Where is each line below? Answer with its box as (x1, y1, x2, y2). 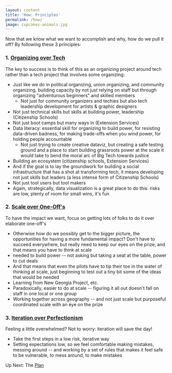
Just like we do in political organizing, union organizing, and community (12, 81, 164, 87)
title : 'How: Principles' (5, 12, 61, 17)
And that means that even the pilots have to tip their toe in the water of (12, 263, 162, 269)
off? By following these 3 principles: (5, 42, 81, 48)
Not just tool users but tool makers (12, 179, 86, 185)
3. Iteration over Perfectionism (5, 314, 83, 321)
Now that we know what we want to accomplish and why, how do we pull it (5, 36, 164, 42)
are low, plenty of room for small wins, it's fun (12, 191, 109, 197)
